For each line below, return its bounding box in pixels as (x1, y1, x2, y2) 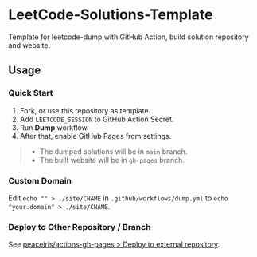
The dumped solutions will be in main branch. (39, 146, 188, 156)
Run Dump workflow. (19, 122, 89, 132)
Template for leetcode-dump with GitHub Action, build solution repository (8, 32, 249, 42)
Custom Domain (8, 175, 72, 186)
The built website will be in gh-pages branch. (39, 155, 185, 164)
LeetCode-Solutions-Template (8, 6, 213, 24)
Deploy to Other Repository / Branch (8, 221, 151, 232)
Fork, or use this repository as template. (19, 105, 151, 115)
